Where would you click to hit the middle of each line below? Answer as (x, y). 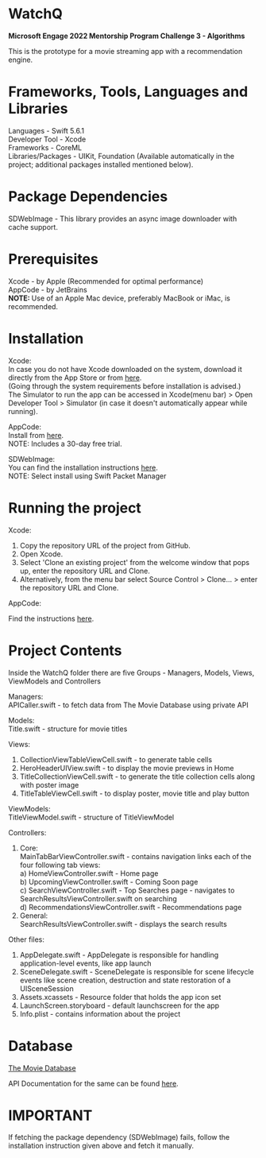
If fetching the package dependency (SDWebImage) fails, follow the (119, 1137)
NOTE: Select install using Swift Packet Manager (87, 476)
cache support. (33, 227)
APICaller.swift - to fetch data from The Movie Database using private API (128, 705)
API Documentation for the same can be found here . (93, 1083)
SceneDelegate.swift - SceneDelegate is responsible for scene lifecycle (137, 971)
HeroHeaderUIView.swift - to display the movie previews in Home (127, 768)
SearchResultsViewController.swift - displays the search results (123, 924)
